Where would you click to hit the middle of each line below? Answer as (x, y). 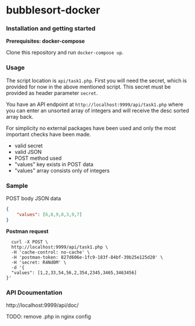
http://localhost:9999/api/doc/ (42, 305)
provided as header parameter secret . (52, 93)
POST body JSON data (34, 198)
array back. (20, 116)
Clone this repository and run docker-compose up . (65, 53)
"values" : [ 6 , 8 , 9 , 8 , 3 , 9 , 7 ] (49, 214)
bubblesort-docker (53, 10)
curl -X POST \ (30, 242)
